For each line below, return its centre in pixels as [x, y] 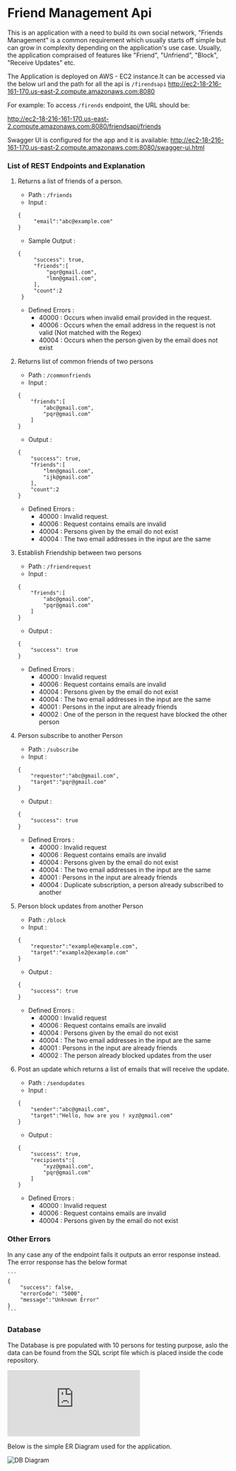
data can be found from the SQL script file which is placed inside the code [116, 1352]
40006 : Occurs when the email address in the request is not [127, 325]
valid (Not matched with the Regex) [90, 333]
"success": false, [47, 1287]
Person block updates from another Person [80, 906]
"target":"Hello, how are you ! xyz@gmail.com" [102, 1116]
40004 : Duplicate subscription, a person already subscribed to [131, 885]
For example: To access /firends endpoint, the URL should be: [99, 105]
